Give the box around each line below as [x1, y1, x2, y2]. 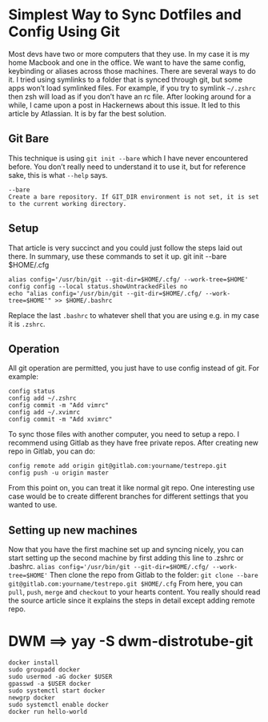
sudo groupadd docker [8, 666, 81, 674]
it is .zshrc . [8, 319, 46, 329]
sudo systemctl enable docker [8, 701, 110, 709]
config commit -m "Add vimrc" [8, 401, 110, 409]
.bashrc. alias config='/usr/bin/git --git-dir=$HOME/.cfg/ [8, 562, 210, 571]
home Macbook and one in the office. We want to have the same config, [8, 58, 246, 67]
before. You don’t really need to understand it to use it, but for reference [8, 162, 246, 171]
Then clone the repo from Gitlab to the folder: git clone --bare [49, 571, 258, 580]
